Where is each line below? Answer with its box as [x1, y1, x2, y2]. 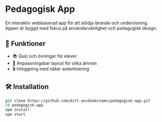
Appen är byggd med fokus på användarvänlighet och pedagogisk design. [5, 25, 158, 31]
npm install [5, 108, 30, 113]
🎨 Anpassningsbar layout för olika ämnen [12, 60, 97, 66]
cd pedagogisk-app [5, 103, 43, 108]
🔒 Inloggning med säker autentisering [12, 65, 90, 71]
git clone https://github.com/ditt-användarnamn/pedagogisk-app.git [5, 98, 151, 103]
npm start [5, 112, 26, 117]
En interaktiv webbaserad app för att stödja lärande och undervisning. [5, 20, 149, 26]
